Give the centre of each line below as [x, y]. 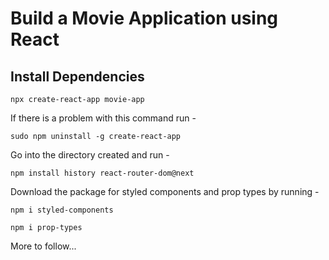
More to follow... [43, 246]
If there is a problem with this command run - [103, 118]
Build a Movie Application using [144, 18]
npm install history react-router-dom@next [102, 173]
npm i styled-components [62, 210]
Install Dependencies [77, 76]
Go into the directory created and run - [90, 155]
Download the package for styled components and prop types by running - [165, 191]
